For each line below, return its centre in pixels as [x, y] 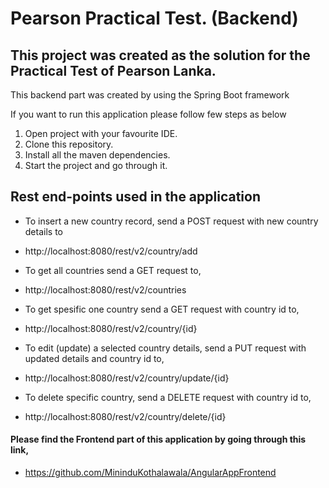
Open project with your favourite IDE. [101, 133]
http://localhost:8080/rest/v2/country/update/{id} [127, 378]
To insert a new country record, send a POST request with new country [171, 221]
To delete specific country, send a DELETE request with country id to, [168, 397]
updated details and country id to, [94, 358]
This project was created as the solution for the [160, 55]
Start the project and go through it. [96, 165]
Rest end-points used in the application [135, 197]
